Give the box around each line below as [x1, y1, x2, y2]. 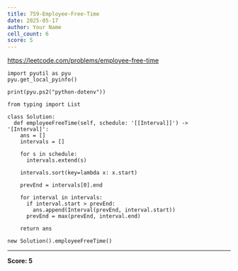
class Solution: [7, 114, 55, 121]
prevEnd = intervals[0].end [20, 182, 103, 189]
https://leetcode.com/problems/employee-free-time [7, 56, 159, 65]
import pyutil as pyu [7, 70, 72, 77]
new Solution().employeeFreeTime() [7, 238, 113, 245]
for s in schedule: [20, 150, 78, 158]
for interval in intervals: [20, 194, 103, 201]
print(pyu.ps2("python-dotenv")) [7, 89, 106, 96]
